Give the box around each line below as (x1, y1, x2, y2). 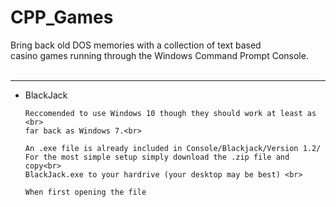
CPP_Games (10, 6, 114, 29)
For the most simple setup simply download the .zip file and (24, 152, 290, 162)
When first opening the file (24, 187, 147, 197)
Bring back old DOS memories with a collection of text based (10, 39, 262, 51)
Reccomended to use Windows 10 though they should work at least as (24, 108, 317, 118)
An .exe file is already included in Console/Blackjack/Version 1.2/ (24, 143, 322, 153)
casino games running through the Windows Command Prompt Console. (10, 49, 309, 61)
